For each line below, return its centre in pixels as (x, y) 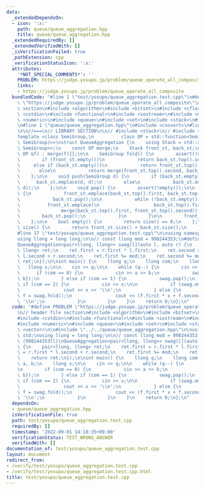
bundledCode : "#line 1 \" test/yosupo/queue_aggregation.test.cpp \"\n (102, 97)
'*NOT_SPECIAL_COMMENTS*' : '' (56, 74)
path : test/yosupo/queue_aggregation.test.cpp (72, 420)
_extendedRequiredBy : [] (43, 40)
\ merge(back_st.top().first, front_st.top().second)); (109, 211)
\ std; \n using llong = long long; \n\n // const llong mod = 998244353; (109, 335)
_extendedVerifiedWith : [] (46, 46)
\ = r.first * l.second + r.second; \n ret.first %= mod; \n (98, 352)
